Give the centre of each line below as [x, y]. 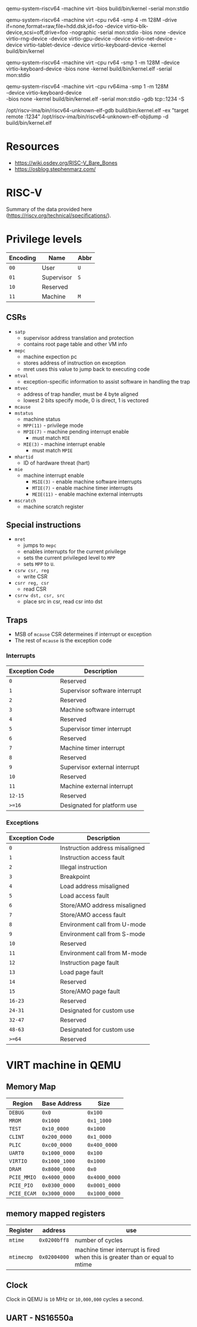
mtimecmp [21, 1257]
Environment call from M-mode [103, 953]
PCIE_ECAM [23, 1193]
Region [23, 1103]
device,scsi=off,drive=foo [37, 32]
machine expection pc [50, 356]
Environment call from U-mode [103, 924]
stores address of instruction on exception [74, 363]
